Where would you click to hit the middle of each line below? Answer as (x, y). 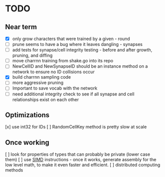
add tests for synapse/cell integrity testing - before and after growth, (82, 50)
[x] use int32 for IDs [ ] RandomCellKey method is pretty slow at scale (76, 127)
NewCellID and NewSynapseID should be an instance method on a (80, 66)
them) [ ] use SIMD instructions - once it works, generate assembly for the (81, 160)
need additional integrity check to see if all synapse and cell (73, 94)
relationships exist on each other (45, 99)
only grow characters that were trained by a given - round (71, 39)
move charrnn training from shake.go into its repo (63, 61)
